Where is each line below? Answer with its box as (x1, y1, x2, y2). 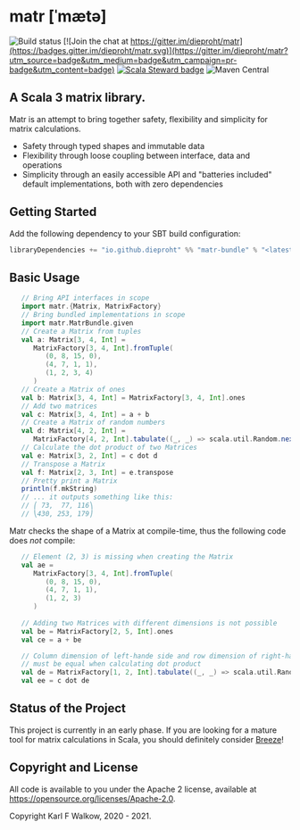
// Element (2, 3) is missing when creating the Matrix (21, 552, 234, 561)
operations (21, 159, 62, 170)
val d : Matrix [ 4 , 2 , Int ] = (21, 427, 126, 436)
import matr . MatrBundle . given (21, 319, 134, 328)
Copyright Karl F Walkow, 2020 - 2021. (9, 810, 152, 821)
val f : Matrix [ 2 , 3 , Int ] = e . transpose (21, 468, 174, 477)
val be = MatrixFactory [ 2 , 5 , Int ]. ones (21, 627, 174, 635)
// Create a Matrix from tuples (21, 327, 142, 336)
